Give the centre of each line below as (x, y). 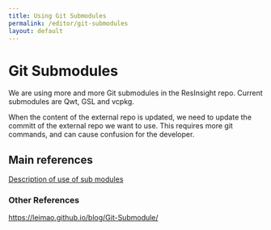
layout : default (36, 31)
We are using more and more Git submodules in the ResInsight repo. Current (135, 93)
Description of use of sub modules (66, 179)
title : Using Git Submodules (57, 16)
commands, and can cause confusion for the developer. (102, 135)
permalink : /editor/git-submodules (68, 23)
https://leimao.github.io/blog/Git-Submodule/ (84, 218)
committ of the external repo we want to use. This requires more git (121, 126)
